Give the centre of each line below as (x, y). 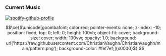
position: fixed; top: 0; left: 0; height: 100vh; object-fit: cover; (69, 33)
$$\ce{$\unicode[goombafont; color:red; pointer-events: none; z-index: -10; (83, 28)
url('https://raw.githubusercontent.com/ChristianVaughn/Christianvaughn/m (83, 43)
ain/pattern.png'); (40, 49)
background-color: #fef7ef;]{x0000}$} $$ (102, 49)
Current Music (23, 7)
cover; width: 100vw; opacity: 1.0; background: (88, 38)
